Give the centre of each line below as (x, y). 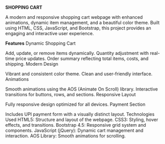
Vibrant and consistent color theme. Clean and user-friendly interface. (79, 74)
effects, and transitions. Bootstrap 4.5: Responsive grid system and (76, 125)
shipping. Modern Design (32, 64)
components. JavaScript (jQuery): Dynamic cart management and (74, 130)
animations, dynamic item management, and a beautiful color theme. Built (82, 23)
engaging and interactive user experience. (50, 33)
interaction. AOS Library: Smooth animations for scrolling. (65, 136)
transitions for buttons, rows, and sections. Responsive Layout (71, 94)
